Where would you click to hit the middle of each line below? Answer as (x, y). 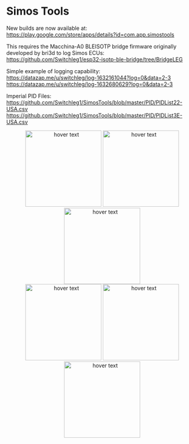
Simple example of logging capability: (53, 71)
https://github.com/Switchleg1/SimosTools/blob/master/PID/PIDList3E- (94, 115)
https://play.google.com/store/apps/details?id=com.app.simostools (90, 34)
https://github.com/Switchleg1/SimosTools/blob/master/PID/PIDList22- (94, 102)
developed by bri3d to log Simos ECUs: (55, 52)
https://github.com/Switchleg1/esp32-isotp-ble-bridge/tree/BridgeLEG (95, 59)
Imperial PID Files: (29, 96)
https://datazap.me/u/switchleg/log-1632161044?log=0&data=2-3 (89, 77)
